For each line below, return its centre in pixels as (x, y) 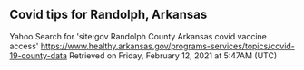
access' (24, 46)
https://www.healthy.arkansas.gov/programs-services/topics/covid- (167, 46)
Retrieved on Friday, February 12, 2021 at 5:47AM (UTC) (173, 55)
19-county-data (39, 55)
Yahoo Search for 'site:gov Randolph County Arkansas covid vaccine (138, 36)
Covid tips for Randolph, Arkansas (108, 15)
